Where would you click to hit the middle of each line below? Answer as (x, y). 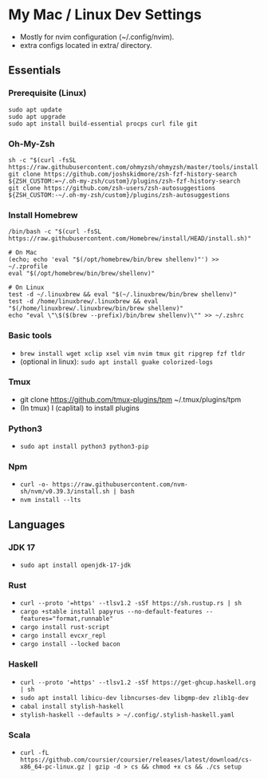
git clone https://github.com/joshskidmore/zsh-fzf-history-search (123, 174)
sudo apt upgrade (37, 117)
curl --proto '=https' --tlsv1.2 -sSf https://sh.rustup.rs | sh (130, 603)
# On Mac (23, 253)
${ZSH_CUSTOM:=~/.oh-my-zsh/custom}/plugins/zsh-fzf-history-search (124, 181)
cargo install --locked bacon (70, 644)
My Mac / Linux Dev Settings (105, 15)
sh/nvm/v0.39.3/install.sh (65, 492)
